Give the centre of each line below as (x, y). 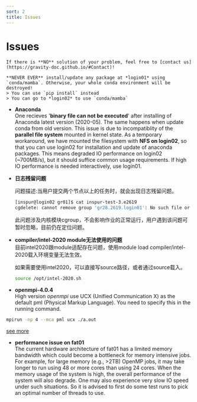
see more (18, 331)
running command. (38, 309)
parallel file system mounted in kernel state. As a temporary (88, 135)
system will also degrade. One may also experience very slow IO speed (101, 380)
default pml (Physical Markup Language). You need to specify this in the (103, 302)
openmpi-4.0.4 (34, 290)
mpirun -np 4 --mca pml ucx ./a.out (51, 320)
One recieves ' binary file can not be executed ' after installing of (93, 116)
